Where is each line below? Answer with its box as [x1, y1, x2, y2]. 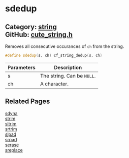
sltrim [5, 120, 17, 126]
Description [54, 64, 82, 71]
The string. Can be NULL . [40, 72, 96, 79]
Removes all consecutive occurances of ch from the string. [5, 43, 124, 49]
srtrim [5, 126, 17, 132]
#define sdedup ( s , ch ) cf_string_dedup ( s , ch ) [5, 53, 102, 58]
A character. [40, 80, 69, 87]
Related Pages [5, 97, 50, 106]
